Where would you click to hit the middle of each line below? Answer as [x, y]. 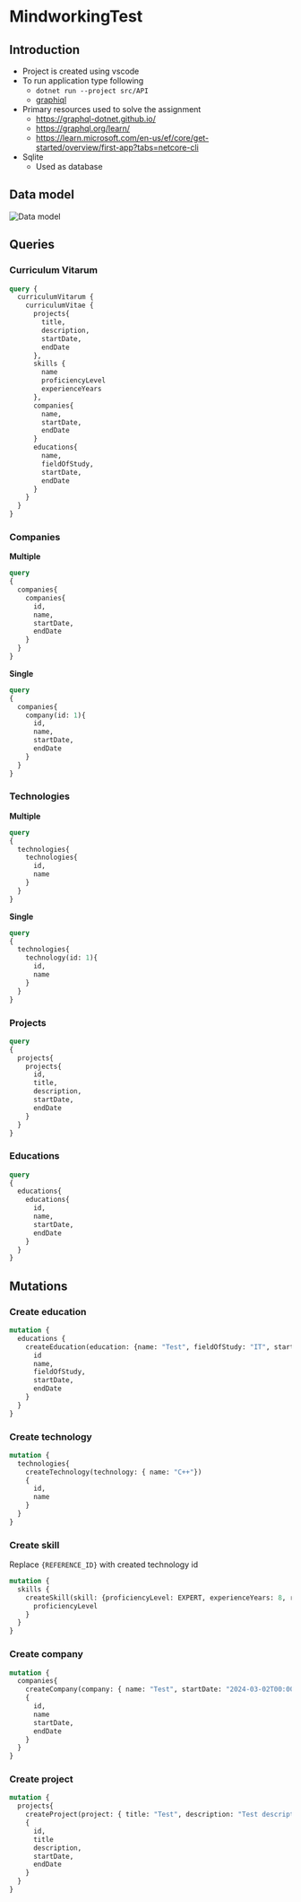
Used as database [69, 167]
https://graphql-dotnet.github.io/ [96, 119]
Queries [32, 245]
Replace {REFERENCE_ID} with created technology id [104, 1565]
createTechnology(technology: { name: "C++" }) [114, 1472]
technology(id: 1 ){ [62, 958]
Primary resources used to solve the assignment [112, 109]
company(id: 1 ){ [56, 715]
